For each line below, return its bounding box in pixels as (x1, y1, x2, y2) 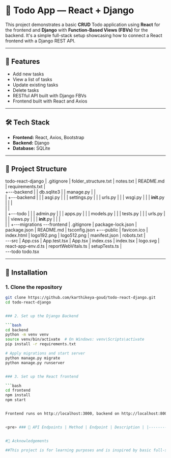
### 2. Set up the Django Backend (5, 313, 79, 318)
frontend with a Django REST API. (5, 38, 75, 44)
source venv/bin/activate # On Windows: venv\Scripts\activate (5, 337, 145, 342)
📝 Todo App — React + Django (5, 5, 134, 16)
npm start (5, 397, 26, 402)
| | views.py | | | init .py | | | (5, 216, 61, 222)
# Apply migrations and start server (5, 351, 85, 356)
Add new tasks (12, 71, 44, 77)
